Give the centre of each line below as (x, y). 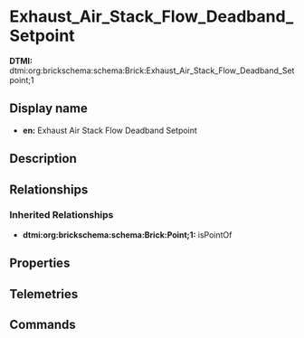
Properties (40, 263)
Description (43, 159)
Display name (48, 109)
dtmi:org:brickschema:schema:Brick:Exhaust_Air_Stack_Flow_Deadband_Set (152, 70)
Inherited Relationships (62, 215)
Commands (43, 324)
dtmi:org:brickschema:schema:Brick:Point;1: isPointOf (127, 235)
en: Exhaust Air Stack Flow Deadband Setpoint (109, 130)
